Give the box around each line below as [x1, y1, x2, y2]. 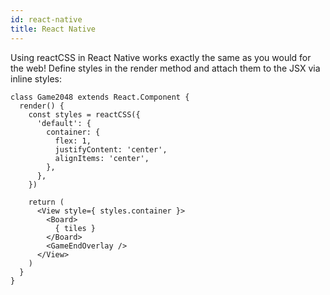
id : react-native [10, 14, 83, 25]
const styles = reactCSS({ [28, 109, 141, 120]
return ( [28, 197, 65, 207]
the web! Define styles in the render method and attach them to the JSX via [10, 62, 321, 74]
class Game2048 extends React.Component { [10, 92, 190, 102]
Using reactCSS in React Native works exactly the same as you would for [10, 51, 312, 63]
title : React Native [10, 24, 97, 34]
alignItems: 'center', [54, 153, 150, 163]
